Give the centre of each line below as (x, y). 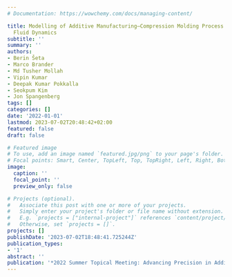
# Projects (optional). (41, 199)
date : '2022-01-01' (35, 116)
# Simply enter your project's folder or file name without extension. (116, 211)
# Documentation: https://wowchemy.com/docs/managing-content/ (100, 13)
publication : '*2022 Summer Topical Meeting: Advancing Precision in (109, 263)
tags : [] (20, 103)
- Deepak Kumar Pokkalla (43, 84)
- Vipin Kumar (28, 77)
